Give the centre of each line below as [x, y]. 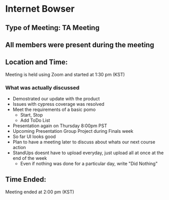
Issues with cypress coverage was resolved [58, 104]
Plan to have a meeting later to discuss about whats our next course [84, 142]
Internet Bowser [40, 9]
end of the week [30, 158]
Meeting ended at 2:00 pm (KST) [40, 192]
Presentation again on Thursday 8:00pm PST [60, 126]
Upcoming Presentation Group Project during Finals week [73, 131]
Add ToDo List [35, 121]
